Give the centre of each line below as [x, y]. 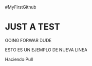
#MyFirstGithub [21, 7]
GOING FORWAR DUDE [28, 40]
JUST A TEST [33, 27]
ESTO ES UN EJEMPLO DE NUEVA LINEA [46, 50]
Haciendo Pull [19, 59]
